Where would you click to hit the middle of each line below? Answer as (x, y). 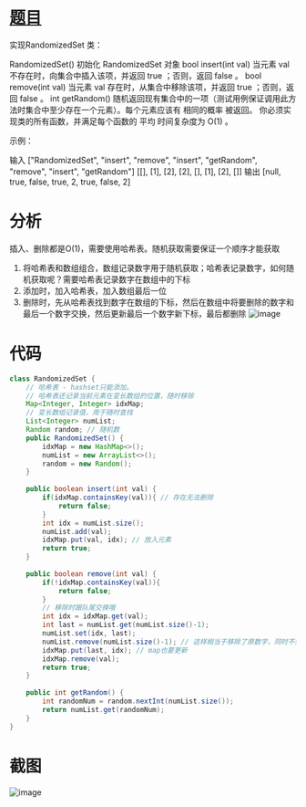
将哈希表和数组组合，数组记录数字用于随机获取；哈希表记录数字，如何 (154, 267)
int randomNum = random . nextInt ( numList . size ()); (138, 702)
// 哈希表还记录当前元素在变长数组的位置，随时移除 (110, 396)
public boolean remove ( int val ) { (91, 574)
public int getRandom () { (75, 693)
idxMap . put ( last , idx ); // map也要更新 (115, 650)
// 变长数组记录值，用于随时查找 (80, 413)
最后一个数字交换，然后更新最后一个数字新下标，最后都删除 (134, 313)
